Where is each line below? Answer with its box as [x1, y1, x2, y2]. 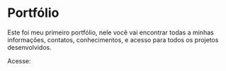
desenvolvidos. [7, 43, 52, 51]
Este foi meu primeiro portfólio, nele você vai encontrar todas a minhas [7, 28, 214, 37]
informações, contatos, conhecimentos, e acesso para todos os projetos [7, 35, 219, 44]
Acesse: [7, 56, 31, 65]
